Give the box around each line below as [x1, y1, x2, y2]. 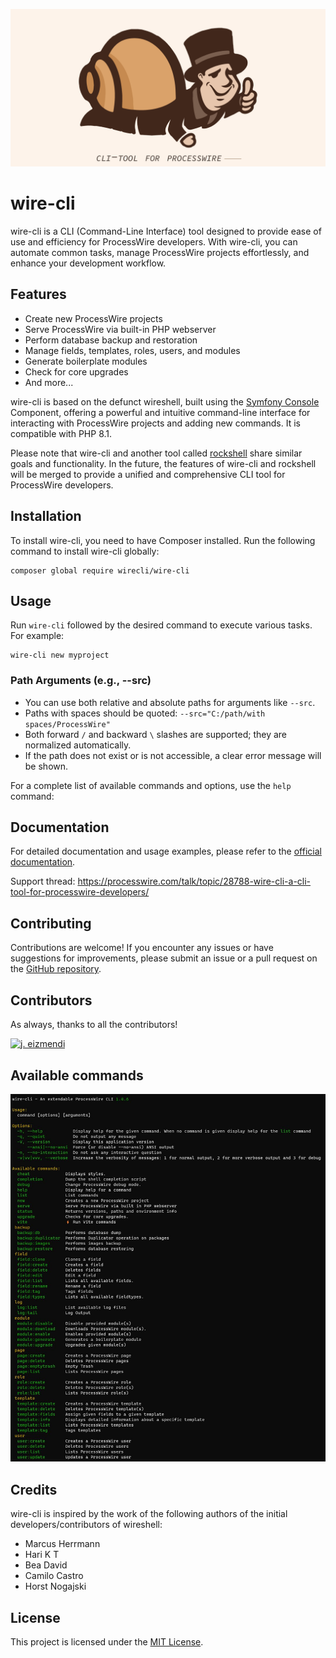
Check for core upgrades [24, 365, 129, 378]
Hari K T [24, 1549, 60, 1561]
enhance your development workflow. [10, 257, 167, 269]
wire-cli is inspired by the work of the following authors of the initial [10, 1508, 288, 1520]
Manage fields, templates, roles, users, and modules [24, 344, 241, 356]
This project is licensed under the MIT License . [10, 1636, 204, 1648]
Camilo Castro [24, 1570, 84, 1582]
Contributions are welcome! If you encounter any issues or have [10, 942, 274, 954]
